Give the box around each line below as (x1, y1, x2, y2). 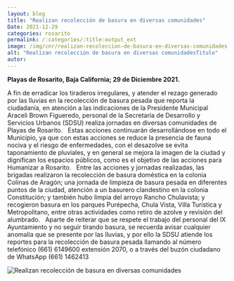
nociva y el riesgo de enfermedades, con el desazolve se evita (7, 141, 188, 149)
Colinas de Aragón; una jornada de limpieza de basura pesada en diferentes (7, 178, 228, 186)
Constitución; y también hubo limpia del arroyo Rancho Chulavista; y (7, 193, 205, 201)
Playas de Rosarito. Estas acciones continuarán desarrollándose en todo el (7, 125, 227, 134)
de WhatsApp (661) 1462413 (7, 252, 89, 261)
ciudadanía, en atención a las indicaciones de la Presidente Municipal (7, 103, 209, 112)
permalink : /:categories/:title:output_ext (7, 36, 137, 43)
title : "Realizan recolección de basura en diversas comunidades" (7, 17, 206, 24)
